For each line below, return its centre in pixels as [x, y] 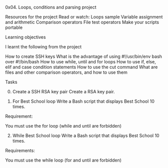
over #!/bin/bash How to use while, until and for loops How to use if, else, [80, 62]
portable [14, 27]
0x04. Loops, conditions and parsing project [51, 7]
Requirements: [20, 151]
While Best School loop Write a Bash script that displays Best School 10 [86, 136]
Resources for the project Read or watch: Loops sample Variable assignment [84, 17]
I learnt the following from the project [43, 47]
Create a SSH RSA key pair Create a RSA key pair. [63, 91]
